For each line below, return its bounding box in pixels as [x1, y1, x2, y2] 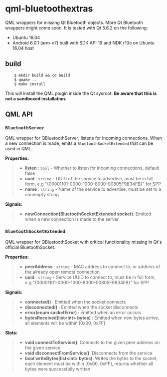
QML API [5, 110, 33, 119]
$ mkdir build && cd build [14, 73, 70, 78]
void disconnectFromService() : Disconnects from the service [24, 350, 153, 356]
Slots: [5, 330, 18, 336]
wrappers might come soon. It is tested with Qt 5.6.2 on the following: [5, 24, 148, 30]
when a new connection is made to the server [24, 216, 119, 222]
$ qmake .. [14, 77, 37, 82]
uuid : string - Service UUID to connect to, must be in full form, [24, 274, 156, 280]
